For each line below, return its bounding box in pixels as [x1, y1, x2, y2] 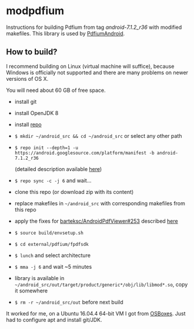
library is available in [14, 274, 65, 281]
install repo [14, 121, 42, 128]
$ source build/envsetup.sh [14, 230, 83, 236]
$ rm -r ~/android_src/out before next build [14, 298, 123, 305]
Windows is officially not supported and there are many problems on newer [6, 69, 189, 76]
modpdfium [6, 4, 65, 18]
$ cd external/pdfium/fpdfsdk [14, 241, 89, 247]
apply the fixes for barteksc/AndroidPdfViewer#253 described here [14, 217, 178, 225]
